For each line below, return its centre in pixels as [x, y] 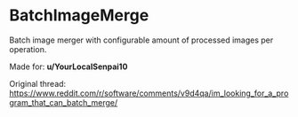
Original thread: [38, 83]
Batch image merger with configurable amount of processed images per [141, 40]
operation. [28, 49]
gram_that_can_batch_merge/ [64, 102]
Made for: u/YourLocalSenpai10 [68, 66]
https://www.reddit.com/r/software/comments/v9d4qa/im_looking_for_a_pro [149, 93]
